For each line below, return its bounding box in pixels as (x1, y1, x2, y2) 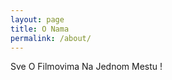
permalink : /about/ (10, 33, 92, 43)
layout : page (10, 14, 65, 25)
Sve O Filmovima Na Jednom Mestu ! (10, 61, 163, 73)
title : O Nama (10, 24, 70, 34)
